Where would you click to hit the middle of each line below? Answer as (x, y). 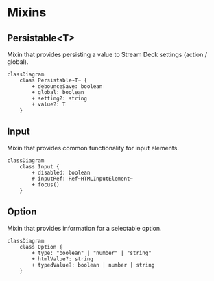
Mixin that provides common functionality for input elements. (93, 148)
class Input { (39, 166)
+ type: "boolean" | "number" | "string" (92, 253)
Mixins (27, 13)
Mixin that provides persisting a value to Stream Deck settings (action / (107, 54)
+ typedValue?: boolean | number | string (93, 265)
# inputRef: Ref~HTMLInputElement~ (83, 179)
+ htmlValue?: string (63, 259)
